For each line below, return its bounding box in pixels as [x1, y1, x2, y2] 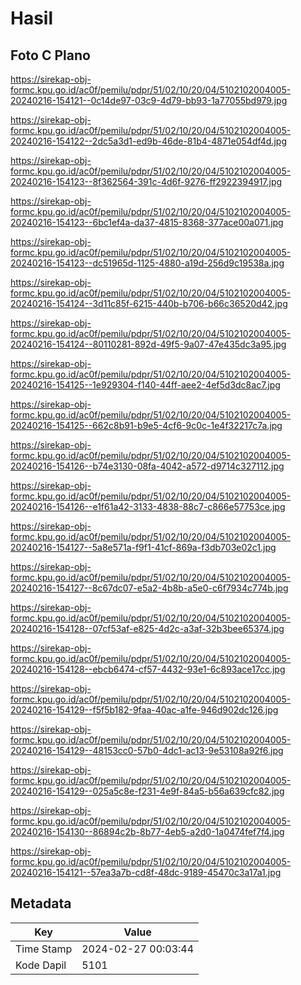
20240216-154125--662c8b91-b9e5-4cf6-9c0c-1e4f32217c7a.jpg [10, 420, 283, 431]
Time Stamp [15, 942, 73, 956]
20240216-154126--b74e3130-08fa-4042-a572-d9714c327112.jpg [10, 460, 285, 472]
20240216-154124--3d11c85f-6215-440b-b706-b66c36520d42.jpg [10, 298, 288, 309]
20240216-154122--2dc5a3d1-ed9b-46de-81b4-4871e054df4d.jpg [10, 135, 287, 147]
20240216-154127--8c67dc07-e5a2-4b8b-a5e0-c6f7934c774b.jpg [10, 582, 289, 594]
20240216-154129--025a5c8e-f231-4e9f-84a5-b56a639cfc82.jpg [10, 785, 285, 797]
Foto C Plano [10, 47, 91, 64]
